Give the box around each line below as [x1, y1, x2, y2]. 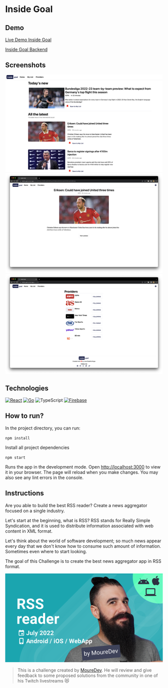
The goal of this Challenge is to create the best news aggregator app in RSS [5, 558, 161, 564]
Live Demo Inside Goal [5, 37, 51, 43]
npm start [5, 455, 26, 460]
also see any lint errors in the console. [5, 475, 84, 481]
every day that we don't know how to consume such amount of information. [5, 543, 161, 549]
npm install [5, 435, 30, 440]
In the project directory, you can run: [5, 425, 80, 431]
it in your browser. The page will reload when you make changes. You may [5, 469, 158, 475]
